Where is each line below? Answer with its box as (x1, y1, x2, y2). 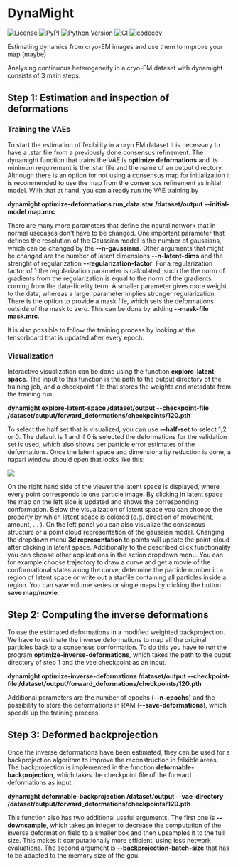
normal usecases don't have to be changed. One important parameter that (7, 228, 225, 237)
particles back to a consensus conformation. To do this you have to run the (7, 643, 227, 651)
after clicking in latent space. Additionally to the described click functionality (7, 542, 231, 551)
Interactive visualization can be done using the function (7, 367, 170, 375)
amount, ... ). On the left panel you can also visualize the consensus (7, 520, 205, 528)
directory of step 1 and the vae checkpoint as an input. (7, 658, 167, 666)
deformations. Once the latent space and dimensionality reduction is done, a (7, 447, 231, 456)
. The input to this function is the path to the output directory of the (26, 374, 222, 383)
